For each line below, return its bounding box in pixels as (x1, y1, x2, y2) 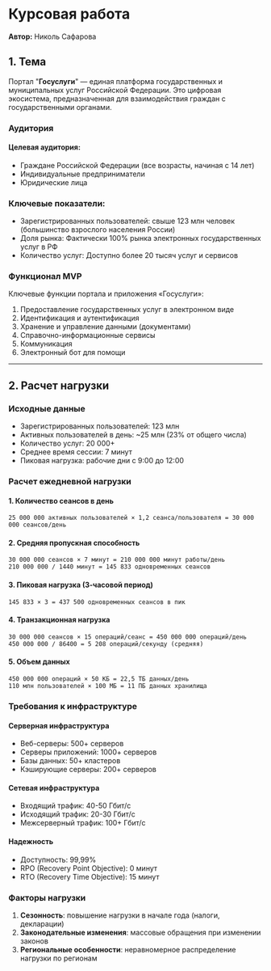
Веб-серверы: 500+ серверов (19, 739, 124, 749)
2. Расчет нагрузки (8, 378, 110, 392)
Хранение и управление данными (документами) (19, 322, 191, 331)
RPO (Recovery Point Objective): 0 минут (19, 863, 158, 873)
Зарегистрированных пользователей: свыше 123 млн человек (19, 216, 236, 226)
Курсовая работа (8, 5, 131, 23)
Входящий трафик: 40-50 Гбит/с (19, 801, 131, 811)
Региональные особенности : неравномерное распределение (19, 944, 236, 954)
